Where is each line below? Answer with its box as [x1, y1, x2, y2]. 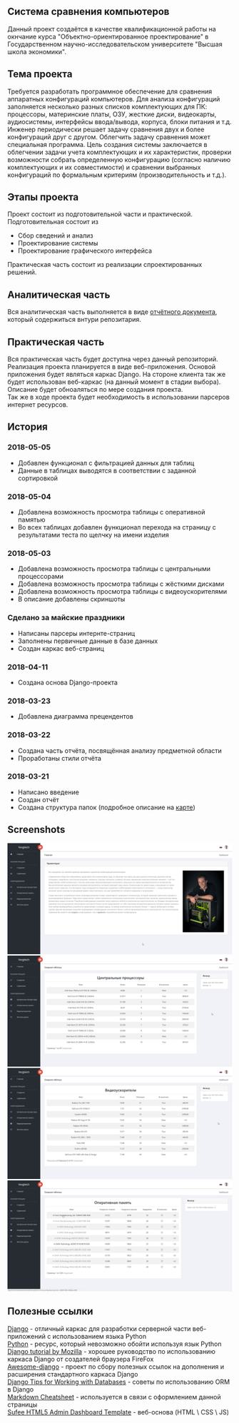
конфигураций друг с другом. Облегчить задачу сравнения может [7, 132, 210, 141]
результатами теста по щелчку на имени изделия [17, 531, 169, 540]
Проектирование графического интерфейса [17, 246, 152, 255]
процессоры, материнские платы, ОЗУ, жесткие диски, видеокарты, [7, 110, 217, 118]
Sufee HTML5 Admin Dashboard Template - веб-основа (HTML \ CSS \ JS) [7, 1407, 230, 1416]
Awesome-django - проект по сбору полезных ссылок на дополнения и [7, 1362, 225, 1371]
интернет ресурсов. [7, 400, 68, 409]
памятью [17, 515, 46, 524]
